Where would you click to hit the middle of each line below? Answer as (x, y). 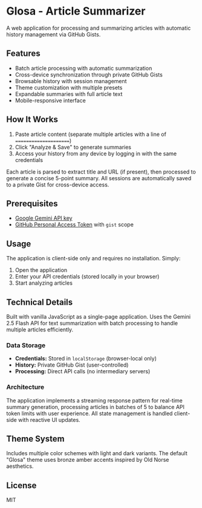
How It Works (32, 120)
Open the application (41, 270)
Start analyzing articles (44, 283)
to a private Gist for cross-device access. (58, 185)
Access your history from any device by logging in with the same (96, 154)
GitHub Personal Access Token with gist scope (74, 225)
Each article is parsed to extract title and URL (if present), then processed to (101, 172)
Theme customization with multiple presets (69, 87)
